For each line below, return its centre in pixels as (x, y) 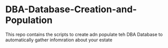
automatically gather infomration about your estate (59, 40)
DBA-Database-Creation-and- (71, 9)
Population (29, 20)
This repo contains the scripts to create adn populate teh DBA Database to (84, 34)
